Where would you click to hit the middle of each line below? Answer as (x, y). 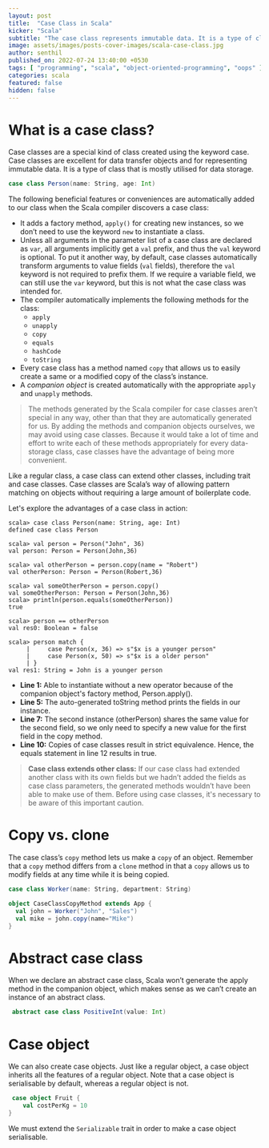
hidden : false (32, 90)
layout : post (30, 16)
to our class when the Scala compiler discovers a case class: (109, 208)
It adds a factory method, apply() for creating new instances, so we (132, 223)
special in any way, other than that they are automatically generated (140, 418)
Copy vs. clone (59, 835)
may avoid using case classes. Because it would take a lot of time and (143, 435)
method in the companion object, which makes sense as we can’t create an (132, 989)
